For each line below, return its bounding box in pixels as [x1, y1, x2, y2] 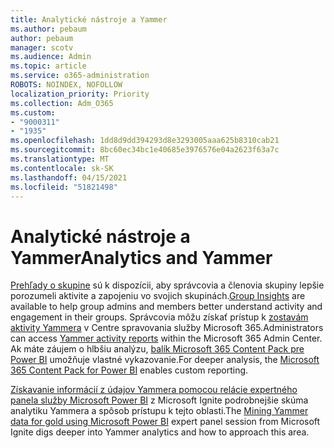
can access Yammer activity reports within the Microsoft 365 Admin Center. [10, 332, 323, 345]
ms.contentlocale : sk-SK [10, 163, 114, 173]
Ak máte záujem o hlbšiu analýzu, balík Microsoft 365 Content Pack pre [10, 343, 305, 355]
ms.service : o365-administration [10, 71, 150, 81]
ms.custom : [10, 107, 56, 118]
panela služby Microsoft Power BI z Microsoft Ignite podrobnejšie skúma [10, 394, 309, 406]
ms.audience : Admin [10, 52, 92, 62]
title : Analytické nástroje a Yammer [10, 14, 168, 25]
